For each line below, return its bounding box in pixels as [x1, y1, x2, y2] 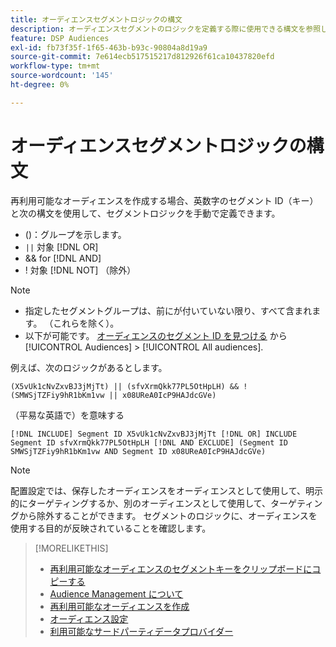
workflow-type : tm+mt [10, 61, 101, 71]
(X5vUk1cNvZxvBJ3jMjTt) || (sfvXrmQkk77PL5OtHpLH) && [10, 381, 240, 391]
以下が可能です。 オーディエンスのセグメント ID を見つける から [24, 329, 288, 341]
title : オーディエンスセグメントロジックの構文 [10, 14, 183, 25]
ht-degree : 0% [10, 80, 70, 90]
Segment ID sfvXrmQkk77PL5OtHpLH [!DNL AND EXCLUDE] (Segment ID [10, 437, 288, 448]
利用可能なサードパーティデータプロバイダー [49, 625, 234, 637]
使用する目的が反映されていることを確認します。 [10, 522, 212, 534]
